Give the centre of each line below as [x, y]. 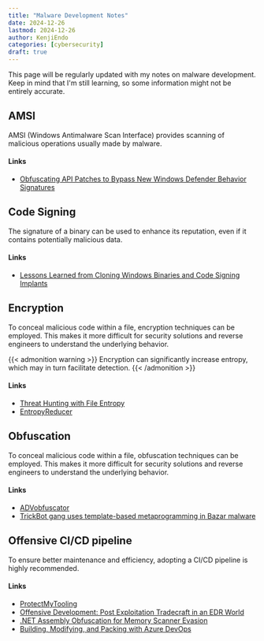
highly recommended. [44, 568]
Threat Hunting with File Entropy [72, 404]
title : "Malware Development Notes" [68, 15]
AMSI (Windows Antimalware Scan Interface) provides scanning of [116, 135]
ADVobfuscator [44, 508]
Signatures [37, 188]
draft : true [28, 52]
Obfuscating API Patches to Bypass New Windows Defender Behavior [133, 179]
